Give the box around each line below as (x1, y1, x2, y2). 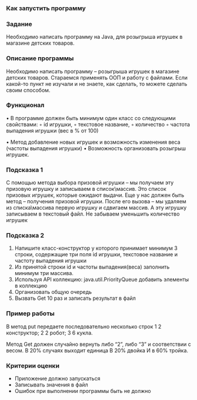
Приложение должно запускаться (14, 375, 101, 382)
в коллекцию (14, 282, 48, 289)
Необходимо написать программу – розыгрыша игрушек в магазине (6, 68, 179, 75)
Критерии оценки (6, 361, 60, 369)
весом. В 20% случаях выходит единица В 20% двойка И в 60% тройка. (6, 346, 189, 354)
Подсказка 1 (6, 166, 43, 174)
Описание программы (6, 54, 74, 62)
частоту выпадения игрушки (14, 257, 87, 265)
